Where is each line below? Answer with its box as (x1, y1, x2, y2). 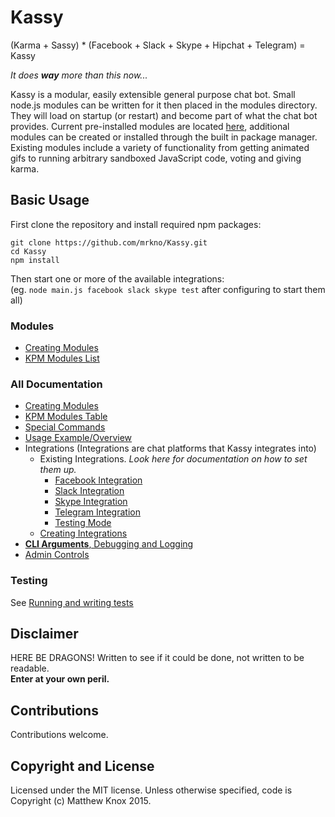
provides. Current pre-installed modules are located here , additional (10, 120, 290, 132)
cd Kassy (10, 246, 47, 256)
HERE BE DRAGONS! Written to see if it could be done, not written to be (10, 652, 305, 664)
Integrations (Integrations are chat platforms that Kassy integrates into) (24, 442, 317, 455)
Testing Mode (54, 517, 112, 529)
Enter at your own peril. (10, 673, 110, 685)
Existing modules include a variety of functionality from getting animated (10, 141, 310, 153)
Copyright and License (10, 757, 155, 775)
